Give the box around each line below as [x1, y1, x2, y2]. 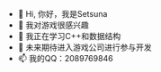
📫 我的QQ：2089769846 [17, 53, 114, 63]
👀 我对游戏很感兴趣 [17, 20, 89, 30]
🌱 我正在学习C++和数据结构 [17, 31, 121, 41]
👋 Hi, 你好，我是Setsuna [17, 9, 108, 19]
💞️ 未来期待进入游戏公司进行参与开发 [17, 42, 152, 52]
